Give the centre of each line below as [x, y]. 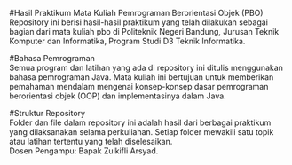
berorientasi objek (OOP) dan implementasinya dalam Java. [118, 96]
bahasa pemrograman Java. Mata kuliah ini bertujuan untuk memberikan [142, 77]
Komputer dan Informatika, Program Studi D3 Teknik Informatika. [127, 41]
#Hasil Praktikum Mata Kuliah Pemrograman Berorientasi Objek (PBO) [136, 13]
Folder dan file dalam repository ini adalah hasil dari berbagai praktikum [140, 122]
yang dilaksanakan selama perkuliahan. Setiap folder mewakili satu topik [142, 132]
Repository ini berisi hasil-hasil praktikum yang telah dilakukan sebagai [139, 22]
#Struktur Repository [47, 113]
